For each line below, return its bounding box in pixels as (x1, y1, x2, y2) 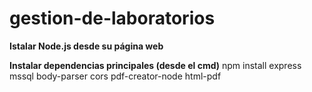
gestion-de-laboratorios (9, 7, 216, 30)
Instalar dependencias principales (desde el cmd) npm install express (9, 59, 302, 71)
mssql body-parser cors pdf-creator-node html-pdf (9, 70, 222, 82)
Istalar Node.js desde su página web (9, 40, 164, 52)
